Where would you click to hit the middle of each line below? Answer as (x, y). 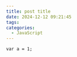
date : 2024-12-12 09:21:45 (39, 17)
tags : (13, 22)
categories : (20, 28)
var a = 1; (19, 49)
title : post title (28, 11)
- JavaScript (27, 33)
